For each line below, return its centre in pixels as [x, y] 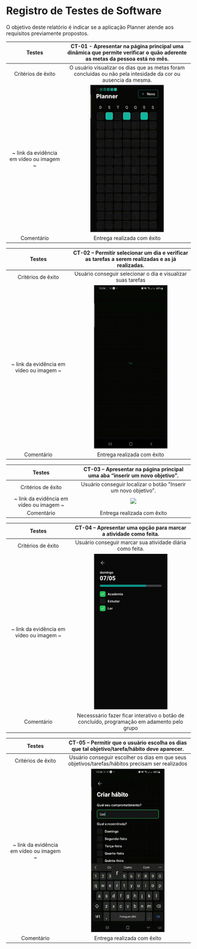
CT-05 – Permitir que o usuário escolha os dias [128, 743]
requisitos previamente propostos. [47, 33]
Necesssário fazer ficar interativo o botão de [131, 715]
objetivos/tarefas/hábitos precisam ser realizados [128, 764]
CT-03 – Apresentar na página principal [133, 469]
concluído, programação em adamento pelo [131, 722]
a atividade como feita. [130, 534]
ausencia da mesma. [127, 80]
